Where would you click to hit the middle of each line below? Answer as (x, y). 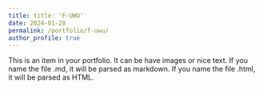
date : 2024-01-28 (37, 23)
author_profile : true (44, 38)
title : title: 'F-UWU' (46, 16)
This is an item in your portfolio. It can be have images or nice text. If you (128, 61)
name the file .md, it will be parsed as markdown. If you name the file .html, (132, 69)
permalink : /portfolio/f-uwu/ (59, 30)
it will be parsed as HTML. (51, 77)
